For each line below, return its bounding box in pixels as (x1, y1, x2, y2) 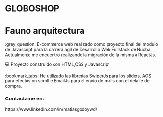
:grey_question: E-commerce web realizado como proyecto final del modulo (5, 41, 158, 47)
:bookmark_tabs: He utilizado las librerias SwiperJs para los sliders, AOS (5, 73, 151, 78)
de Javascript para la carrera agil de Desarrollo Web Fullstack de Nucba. (5, 47, 152, 53)
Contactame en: (5, 96, 45, 102)
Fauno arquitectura (5, 25, 85, 37)
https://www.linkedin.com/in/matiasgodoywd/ (5, 106, 97, 112)
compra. (5, 83, 22, 89)
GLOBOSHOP (5, 3, 60, 14)
